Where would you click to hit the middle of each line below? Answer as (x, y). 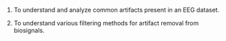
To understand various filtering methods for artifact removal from (106, 23)
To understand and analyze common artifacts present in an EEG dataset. (116, 10)
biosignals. (29, 30)
